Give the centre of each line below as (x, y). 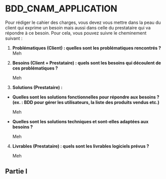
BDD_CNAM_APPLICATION (61, 9)
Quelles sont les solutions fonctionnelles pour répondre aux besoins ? (86, 97)
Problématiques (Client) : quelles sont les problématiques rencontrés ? (86, 48)
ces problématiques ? (35, 68)
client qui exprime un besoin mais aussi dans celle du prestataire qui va (78, 27)
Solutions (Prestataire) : (37, 87)
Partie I (16, 171)
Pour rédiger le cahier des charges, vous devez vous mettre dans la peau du (83, 22)
